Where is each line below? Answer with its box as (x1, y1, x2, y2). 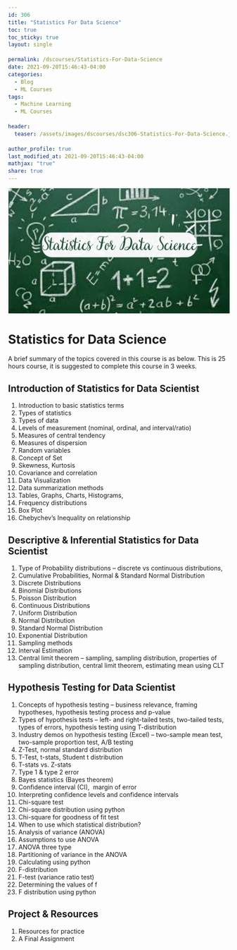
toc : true (8, 26, 37, 33)
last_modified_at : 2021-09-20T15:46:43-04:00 (8, 152, 143, 160)
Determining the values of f (18, 880, 98, 889)
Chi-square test (18, 798, 64, 806)
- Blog (14, 78, 34, 85)
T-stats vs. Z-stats (18, 760, 72, 769)
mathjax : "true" (8, 160, 56, 167)
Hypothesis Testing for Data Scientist (8, 681, 176, 694)
